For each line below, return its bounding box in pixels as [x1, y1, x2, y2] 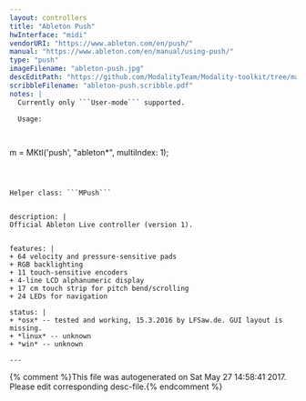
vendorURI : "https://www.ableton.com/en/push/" [9, 38, 194, 48]
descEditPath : [9, 73, 64, 82]
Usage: [17, 115, 43, 124]
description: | [9, 213, 67, 222]
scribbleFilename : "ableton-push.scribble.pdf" [9, 81, 194, 90]
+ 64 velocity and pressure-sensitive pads [9, 252, 178, 262]
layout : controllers [9, 13, 88, 23]
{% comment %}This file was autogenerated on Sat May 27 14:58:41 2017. [9, 372, 287, 383]
